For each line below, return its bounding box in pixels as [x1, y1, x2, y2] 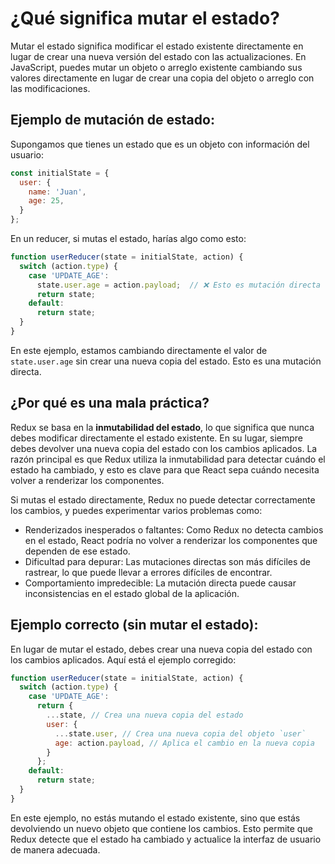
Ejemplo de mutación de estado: [10, 112, 215, 129]
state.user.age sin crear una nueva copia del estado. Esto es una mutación [10, 355, 322, 367]
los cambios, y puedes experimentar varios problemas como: [10, 504, 263, 516]
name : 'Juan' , [28, 187, 87, 197]
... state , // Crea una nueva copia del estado [46, 710, 244, 720]
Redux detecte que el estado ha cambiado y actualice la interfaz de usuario [10, 833, 322, 845]
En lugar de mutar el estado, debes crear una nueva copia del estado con [10, 643, 313, 655]
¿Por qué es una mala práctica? [10, 395, 210, 412]
